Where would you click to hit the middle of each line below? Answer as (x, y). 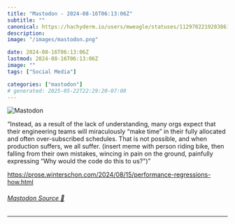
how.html (20, 182)
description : (26, 33)
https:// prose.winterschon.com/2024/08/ (66, 174)
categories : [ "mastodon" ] (45, 84)
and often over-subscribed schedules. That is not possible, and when (107, 139)
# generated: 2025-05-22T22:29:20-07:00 (67, 91)
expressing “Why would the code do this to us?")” (79, 161)
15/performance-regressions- (168, 174)
